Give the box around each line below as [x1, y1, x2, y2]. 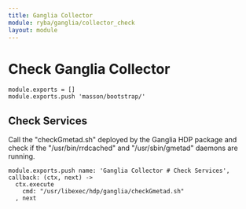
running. [8, 152, 35, 161]
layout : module [8, 26, 58, 34]
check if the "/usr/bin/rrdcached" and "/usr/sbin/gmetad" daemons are [8, 143, 238, 153]
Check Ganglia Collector [8, 60, 171, 78]
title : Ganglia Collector [8, 11, 93, 20]
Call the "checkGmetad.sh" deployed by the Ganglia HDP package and [8, 135, 237, 145]
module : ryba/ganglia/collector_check [8, 19, 135, 27]
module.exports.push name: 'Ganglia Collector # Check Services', [8, 167, 230, 175]
